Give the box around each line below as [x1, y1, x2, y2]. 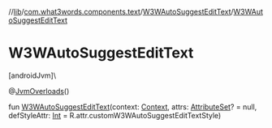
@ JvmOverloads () [8, 86, 70, 96]
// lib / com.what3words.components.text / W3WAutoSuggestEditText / [8, 7, 234, 16]
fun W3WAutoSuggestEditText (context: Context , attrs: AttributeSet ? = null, [8, 101, 257, 112]
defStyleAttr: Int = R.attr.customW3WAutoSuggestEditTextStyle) [8, 110, 222, 120]
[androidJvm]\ [8, 70, 57, 80]
